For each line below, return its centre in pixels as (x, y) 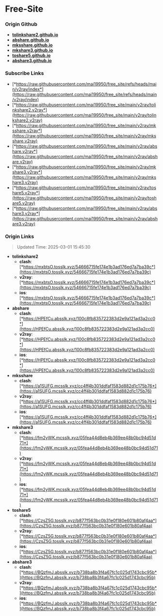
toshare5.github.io (31, 56)
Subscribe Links (24, 73)
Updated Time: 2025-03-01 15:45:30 (54, 247)
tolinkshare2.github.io (35, 35)
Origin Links (20, 236)
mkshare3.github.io (33, 50)
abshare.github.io (31, 40)
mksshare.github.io (32, 45)
